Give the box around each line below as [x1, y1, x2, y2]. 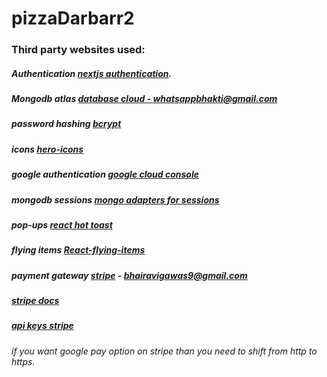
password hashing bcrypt [11, 118, 122, 130]
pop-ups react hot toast [11, 218, 113, 231]
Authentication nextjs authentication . [11, 67, 173, 79]
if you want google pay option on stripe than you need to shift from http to [11, 345, 318, 357]
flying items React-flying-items [11, 244, 146, 256]
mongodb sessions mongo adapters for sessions [11, 193, 220, 206]
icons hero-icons [11, 143, 84, 155]
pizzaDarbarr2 [11, 7, 135, 30]
